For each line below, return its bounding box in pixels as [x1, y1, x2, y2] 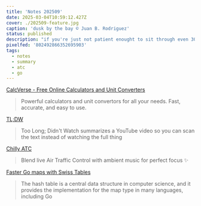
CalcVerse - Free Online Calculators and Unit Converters [6, 86, 145, 93]
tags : [6, 48, 20, 54]
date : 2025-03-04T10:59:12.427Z [6, 14, 87, 20]
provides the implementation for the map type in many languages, [20, 186, 184, 194]
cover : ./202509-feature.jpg [6, 20, 79, 26]
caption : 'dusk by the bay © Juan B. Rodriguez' [6, 25, 130, 32]
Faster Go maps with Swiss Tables [6, 168, 91, 176]
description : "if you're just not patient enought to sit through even [6, 36, 188, 42]
